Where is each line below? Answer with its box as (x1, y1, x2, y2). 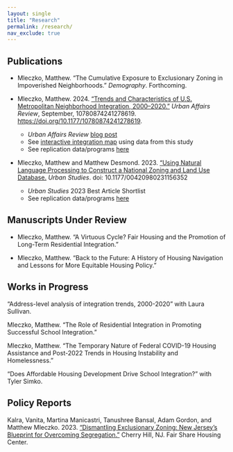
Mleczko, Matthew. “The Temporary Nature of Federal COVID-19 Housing (7, 341, 216, 350)
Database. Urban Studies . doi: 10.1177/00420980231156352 (17, 173, 189, 181)
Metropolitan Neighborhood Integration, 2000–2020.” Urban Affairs (17, 102, 210, 111)
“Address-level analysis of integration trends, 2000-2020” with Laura (7, 300, 205, 308)
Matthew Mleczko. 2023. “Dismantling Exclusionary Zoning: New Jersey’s (7, 423, 218, 431)
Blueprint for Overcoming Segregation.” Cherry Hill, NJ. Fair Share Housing (7, 430, 221, 439)
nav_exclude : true (7, 29, 60, 37)
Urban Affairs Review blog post (27, 130, 118, 139)
